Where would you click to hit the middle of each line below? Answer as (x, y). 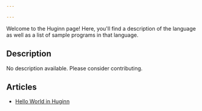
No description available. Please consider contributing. (75, 68)
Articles (22, 87)
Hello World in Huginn (42, 101)
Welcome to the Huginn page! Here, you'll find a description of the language (101, 28)
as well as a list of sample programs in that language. (73, 35)
